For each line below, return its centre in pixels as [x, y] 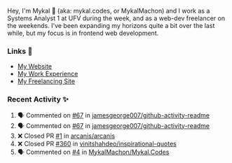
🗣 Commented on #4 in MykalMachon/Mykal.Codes [93, 152]
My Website [35, 66]
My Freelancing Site [46, 81]
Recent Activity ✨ [38, 99]
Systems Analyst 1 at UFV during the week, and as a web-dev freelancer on [116, 18]
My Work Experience [48, 74]
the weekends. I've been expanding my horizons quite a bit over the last [111, 26]
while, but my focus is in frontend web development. [83, 33]
